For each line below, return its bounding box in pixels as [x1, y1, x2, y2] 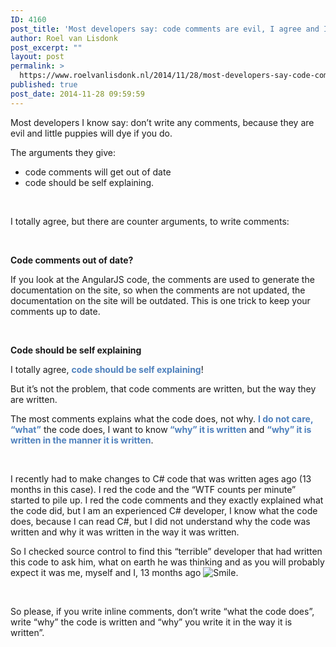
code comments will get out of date [24, 166, 172, 178]
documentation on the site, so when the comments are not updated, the [10, 284, 306, 296]
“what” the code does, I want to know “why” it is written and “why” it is [10, 423, 312, 435]
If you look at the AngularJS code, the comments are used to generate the [10, 273, 315, 285]
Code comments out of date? [10, 254, 134, 266]
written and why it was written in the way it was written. [10, 526, 240, 538]
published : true [10, 80, 78, 90]
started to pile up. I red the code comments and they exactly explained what [10, 494, 324, 506]
